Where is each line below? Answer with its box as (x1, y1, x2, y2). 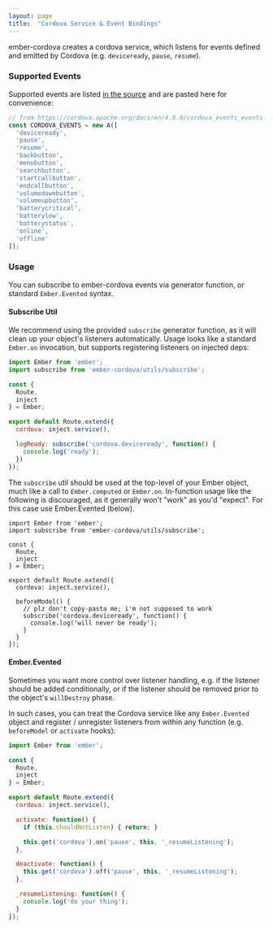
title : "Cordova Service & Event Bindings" (8, 20, 162, 28)
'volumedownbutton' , (15, 189, 85, 198)
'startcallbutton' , (15, 174, 82, 182)
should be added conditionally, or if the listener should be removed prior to (8, 684, 258, 694)
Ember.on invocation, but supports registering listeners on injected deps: (8, 342, 249, 352)
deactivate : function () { (15, 860, 104, 869)
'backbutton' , (15, 151, 63, 159)
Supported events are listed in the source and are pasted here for (8, 89, 227, 98)
